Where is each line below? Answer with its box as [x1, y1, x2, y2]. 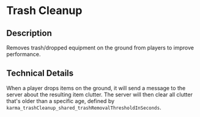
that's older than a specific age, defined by [6, 97, 115, 104]
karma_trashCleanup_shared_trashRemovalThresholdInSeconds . [6, 104, 161, 111]
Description [6, 28, 52, 38]
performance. [6, 51, 41, 58]
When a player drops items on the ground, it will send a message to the [6, 84, 186, 91]
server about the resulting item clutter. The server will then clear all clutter [6, 91, 193, 98]
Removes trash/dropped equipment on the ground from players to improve [6, 44, 194, 51]
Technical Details [6, 68, 74, 79]
